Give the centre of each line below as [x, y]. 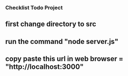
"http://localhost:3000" [45, 67]
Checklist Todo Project [34, 8]
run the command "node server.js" [62, 42]
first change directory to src [51, 24]
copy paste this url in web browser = [64, 59]
